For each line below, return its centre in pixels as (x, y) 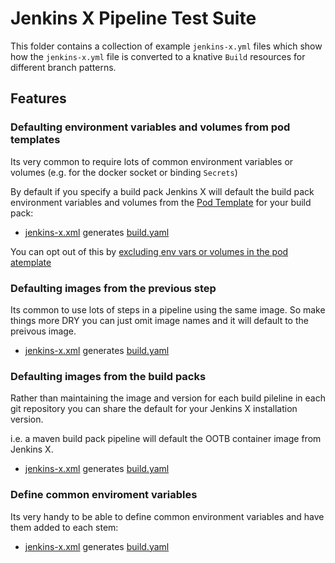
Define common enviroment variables (104, 495)
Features (38, 98)
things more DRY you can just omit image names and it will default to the (159, 320)
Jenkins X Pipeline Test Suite (133, 18)
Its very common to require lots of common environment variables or (152, 161)
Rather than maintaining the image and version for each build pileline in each (168, 398)
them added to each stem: (64, 527)
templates (35, 140)
